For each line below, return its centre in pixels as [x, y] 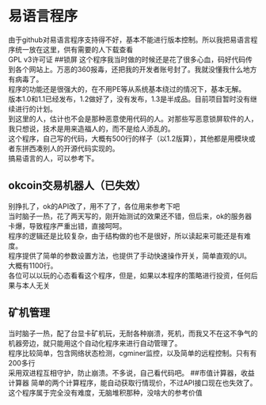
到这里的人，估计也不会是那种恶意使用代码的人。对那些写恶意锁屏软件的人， [133, 119]
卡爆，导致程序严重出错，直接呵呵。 [67, 225]
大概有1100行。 [33, 265]
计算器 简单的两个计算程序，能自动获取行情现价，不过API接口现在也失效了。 [133, 382]
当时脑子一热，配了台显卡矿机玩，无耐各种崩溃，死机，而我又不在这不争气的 [133, 333]
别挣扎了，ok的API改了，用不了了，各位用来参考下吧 [94, 206]
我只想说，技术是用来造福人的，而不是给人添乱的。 [91, 128]
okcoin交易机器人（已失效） [77, 185]
